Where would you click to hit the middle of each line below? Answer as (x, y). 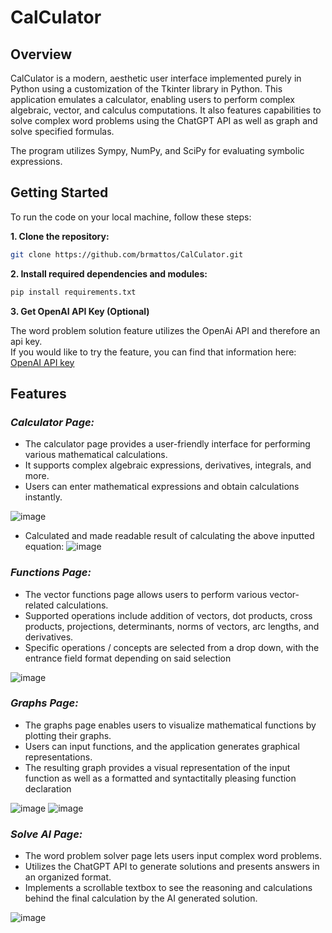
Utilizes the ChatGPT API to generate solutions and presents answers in (172, 867)
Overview (41, 54)
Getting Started (59, 192)
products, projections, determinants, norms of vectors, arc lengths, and (172, 626)
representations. (58, 757)
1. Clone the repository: (60, 236)
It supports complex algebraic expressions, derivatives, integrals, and (168, 465)
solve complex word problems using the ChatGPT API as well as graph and (164, 120)
